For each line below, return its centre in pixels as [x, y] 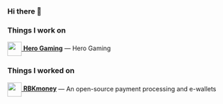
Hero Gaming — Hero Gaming [67, 48]
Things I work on [36, 30]
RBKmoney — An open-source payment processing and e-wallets [120, 88]
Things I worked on [41, 71]
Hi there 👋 [25, 11]
